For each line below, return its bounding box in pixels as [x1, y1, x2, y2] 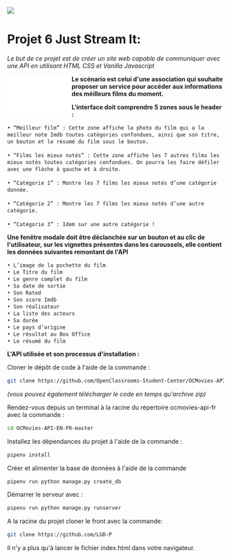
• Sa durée [7, 317, 38, 324]
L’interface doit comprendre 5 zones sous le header [71, 103, 222, 111]
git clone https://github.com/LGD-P [7, 531, 112, 538]
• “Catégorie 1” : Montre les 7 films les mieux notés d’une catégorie [7, 179, 217, 186]
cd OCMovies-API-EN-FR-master [7, 425, 94, 431]
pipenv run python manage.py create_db [7, 478, 122, 485]
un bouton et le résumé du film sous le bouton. [7, 138, 149, 145]
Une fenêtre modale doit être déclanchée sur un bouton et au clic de [7, 233, 205, 241]
